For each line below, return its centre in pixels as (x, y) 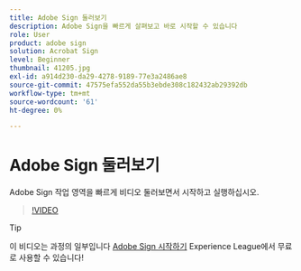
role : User (30, 34)
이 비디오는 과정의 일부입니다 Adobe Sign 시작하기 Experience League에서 (143, 247)
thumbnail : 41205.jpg (50, 69)
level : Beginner (40, 60)
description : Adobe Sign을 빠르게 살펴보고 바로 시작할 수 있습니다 (123, 26)
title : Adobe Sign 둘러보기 (58, 18)
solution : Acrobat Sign (54, 51)
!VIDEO (45, 210)
